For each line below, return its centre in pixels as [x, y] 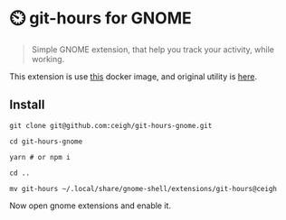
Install [27, 105]
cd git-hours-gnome [46, 142]
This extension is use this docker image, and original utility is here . [133, 76]
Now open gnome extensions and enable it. [91, 206]
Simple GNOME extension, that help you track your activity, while [153, 49]
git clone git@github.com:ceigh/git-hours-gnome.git [111, 125]
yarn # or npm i [40, 157]
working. [48, 59]
